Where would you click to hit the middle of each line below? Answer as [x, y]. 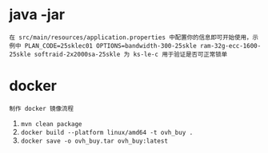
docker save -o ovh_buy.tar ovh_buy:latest [94, 141]
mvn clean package [51, 124]
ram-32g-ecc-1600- [230, 45]
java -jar [37, 15]
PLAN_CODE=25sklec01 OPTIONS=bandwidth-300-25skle [110, 45]
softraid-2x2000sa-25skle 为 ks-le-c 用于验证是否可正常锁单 [131, 54]
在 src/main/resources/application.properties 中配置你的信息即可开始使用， [131, 37]
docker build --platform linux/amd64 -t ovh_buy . [107, 132]
